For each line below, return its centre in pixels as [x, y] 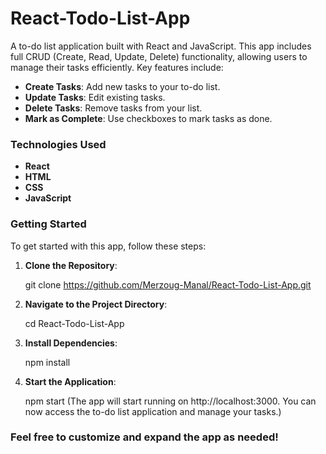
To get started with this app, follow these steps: [108, 246]
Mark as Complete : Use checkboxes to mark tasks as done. [148, 118]
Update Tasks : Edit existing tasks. [95, 97]
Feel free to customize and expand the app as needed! [144, 437]
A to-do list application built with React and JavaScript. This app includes [161, 46]
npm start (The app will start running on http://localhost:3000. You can [170, 401]
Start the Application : [70, 381]
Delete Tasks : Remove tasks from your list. [113, 108]
